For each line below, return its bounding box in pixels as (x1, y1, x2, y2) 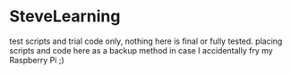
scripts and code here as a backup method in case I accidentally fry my (9, 45, 273, 55)
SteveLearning (9, 6, 121, 27)
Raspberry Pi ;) (9, 54, 64, 65)
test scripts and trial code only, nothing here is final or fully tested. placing (9, 36, 283, 46)
